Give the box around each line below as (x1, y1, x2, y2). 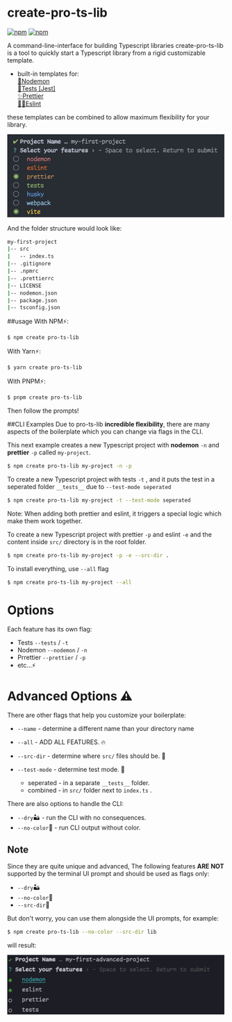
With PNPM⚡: (7, 377, 47, 386)
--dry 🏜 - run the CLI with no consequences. (17, 814, 147, 822)
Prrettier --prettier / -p (17, 653, 86, 661)
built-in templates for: (17, 69, 80, 78)
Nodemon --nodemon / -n (17, 646, 88, 654)
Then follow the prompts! (7, 406, 79, 415)
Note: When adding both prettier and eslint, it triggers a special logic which (7, 509, 222, 518)
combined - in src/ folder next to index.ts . (27, 786, 152, 795)
